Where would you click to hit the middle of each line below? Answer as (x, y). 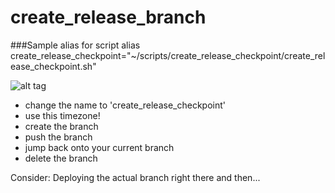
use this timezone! (62, 115)
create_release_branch (108, 17)
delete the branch (61, 158)
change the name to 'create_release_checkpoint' (125, 105)
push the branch (58, 137)
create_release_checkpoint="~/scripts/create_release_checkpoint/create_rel (168, 55)
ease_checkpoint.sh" (53, 66)
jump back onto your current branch (99, 147)
